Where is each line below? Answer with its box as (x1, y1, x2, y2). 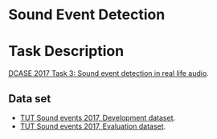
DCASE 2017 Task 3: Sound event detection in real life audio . (8, 69, 209, 78)
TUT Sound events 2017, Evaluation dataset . (19, 121, 166, 131)
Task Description (8, 42, 125, 61)
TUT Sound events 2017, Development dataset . (19, 113, 176, 122)
